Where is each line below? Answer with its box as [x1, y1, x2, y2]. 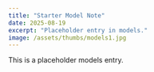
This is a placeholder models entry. [8, 55, 124, 65]
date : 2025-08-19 [8, 19, 66, 27]
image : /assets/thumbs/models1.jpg [8, 33, 127, 42]
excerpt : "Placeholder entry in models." [8, 26, 148, 34]
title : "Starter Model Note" [8, 11, 105, 20]
